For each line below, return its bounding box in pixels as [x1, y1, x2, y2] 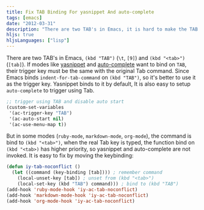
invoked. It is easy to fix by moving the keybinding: [6, 152, 134, 159]
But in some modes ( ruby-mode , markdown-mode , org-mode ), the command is [6, 132, 192, 140]
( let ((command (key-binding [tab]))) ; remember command [12, 170, 163, 176]
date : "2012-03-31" [6, 20, 56, 26]
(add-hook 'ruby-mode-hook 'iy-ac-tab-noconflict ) [6, 186, 138, 193]
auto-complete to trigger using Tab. [6, 87, 95, 94]
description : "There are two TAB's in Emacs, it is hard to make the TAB [6, 26, 199, 32]
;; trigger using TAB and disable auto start [6, 99, 124, 105]
